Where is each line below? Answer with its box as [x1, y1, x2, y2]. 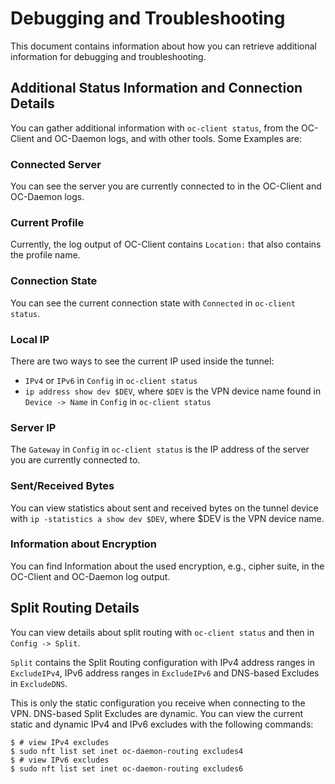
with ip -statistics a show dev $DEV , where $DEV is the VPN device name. [10, 512, 325, 524]
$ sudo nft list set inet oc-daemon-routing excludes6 [10, 763, 244, 774]
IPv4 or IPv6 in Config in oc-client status [24, 374, 198, 386]
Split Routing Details [10, 600, 140, 617]
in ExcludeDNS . [10, 677, 68, 689]
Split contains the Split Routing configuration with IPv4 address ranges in [10, 656, 316, 668]
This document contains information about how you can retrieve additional [10, 40, 317, 52]
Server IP [10, 420, 57, 434]
